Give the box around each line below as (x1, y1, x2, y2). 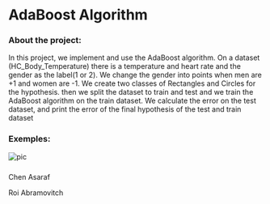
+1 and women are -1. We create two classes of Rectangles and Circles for (8, 79, 256, 88)
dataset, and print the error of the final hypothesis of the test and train (8, 104, 242, 114)
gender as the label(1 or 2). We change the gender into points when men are (8, 70, 263, 80)
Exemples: (8, 134, 51, 145)
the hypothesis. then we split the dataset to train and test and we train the (8, 87, 254, 97)
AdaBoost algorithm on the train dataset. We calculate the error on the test (8, 96, 256, 106)
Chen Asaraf (8, 172, 51, 181)
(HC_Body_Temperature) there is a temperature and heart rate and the (8, 62, 241, 71)
